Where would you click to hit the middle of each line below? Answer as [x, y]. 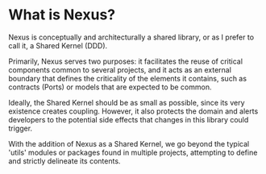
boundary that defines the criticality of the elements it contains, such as [128, 78]
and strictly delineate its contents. [64, 161]
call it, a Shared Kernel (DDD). [58, 45]
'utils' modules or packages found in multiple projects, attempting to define [133, 152]
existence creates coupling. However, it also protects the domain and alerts [133, 111]
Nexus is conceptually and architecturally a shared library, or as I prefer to [131, 37]
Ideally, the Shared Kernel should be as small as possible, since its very [127, 102]
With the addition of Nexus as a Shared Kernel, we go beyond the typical [129, 143]
